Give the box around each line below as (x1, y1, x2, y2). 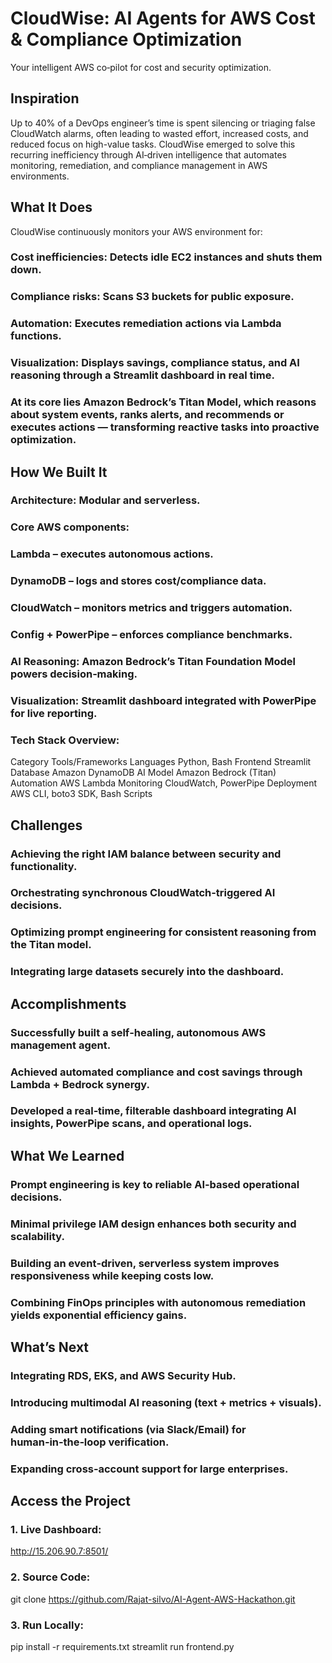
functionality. (10, 859, 78, 873)
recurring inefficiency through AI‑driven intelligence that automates (10, 148, 287, 161)
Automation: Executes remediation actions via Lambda (10, 317, 282, 331)
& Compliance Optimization (10, 28, 243, 51)
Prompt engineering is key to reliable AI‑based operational (10, 1177, 300, 1191)
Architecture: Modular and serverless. (10, 493, 201, 507)
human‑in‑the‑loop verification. (10, 1435, 170, 1449)
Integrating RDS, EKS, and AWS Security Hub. (10, 1368, 237, 1382)
